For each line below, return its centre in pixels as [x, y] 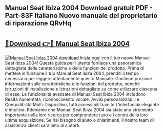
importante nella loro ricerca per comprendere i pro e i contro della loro [76, 115]
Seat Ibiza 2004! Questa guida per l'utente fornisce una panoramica [73, 63]
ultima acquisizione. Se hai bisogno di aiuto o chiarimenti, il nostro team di [80, 120]
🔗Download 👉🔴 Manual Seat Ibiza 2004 [67, 44]
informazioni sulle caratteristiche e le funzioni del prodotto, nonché [72, 84]
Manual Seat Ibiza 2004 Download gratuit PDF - [79, 8]
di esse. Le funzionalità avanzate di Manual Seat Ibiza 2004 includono [75, 94]
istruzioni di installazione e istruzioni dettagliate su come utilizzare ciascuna [81, 89]
